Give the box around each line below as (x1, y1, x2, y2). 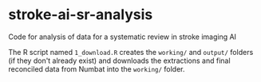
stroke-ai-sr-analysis (8, 6, 153, 24)
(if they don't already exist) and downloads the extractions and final (8, 56, 231, 65)
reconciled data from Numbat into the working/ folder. (8, 64, 185, 73)
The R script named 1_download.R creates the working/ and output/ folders (8, 47, 254, 57)
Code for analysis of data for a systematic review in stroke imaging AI (8, 32, 237, 41)
